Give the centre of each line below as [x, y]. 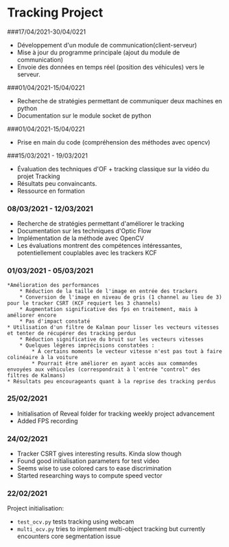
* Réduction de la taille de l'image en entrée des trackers [108, 291]
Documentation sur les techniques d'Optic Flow [84, 231]
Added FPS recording [47, 420]
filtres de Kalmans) [37, 375]
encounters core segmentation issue [69, 536]
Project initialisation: [36, 508]
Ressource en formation [51, 191]
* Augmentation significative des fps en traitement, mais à [108, 309]
